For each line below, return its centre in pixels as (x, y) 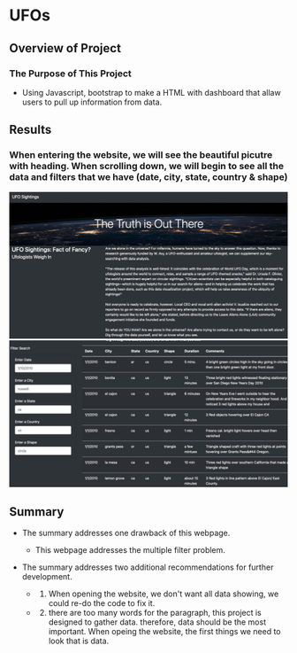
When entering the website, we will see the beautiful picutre (141, 155)
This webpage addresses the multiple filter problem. (130, 550)
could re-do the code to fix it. (102, 603)
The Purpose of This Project (71, 74)
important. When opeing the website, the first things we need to (164, 632)
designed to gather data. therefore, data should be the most (157, 622)
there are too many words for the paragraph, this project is (155, 613)
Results (30, 130)
